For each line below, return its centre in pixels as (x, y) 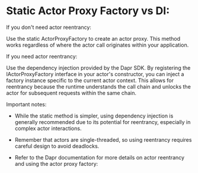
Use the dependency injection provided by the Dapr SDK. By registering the (98, 68)
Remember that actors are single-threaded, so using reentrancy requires (103, 139)
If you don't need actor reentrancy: (49, 27)
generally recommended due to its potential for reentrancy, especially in (103, 122)
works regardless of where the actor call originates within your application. (98, 45)
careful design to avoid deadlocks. (57, 146)
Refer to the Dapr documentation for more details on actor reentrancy (100, 157)
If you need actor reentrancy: (42, 56)
